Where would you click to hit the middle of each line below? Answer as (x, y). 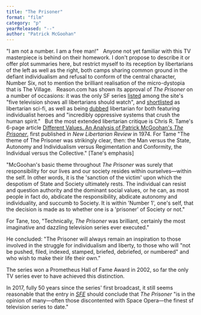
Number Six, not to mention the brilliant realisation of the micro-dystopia (95, 83)
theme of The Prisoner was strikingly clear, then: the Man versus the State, (99, 140)
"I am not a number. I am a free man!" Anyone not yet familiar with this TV (98, 51)
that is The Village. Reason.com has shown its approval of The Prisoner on (100, 89)
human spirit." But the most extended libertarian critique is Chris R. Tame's (100, 121)
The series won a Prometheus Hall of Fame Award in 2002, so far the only (97, 270)
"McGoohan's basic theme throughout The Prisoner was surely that (90, 165)
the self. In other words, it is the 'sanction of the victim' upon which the (94, 178)
